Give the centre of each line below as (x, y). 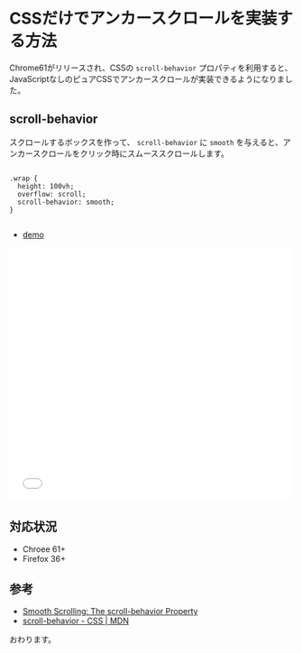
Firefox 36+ (44, 558)
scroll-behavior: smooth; (66, 202)
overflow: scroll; (52, 194)
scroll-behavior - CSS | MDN (75, 621)
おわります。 (33, 639)
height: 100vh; (46, 186)
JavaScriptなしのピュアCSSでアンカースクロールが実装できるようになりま (147, 78)
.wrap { (24, 178)
